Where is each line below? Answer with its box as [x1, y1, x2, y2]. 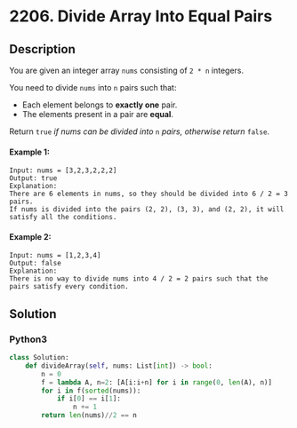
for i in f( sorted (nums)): [41, 386, 141, 395]
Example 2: [9, 231, 52, 242]
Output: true [9, 174, 58, 183]
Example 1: [9, 147, 51, 157]
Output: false [9, 259, 62, 268]
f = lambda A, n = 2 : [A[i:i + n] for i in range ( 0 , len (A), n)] [41, 377, 273, 387]
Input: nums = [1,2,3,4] [9, 251, 101, 260]
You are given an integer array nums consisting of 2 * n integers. [9, 65, 245, 75]
